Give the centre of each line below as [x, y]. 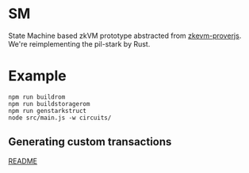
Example [37, 76]
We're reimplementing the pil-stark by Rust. [79, 43]
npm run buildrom [37, 97]
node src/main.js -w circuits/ [60, 118]
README [23, 161]
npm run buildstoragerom [49, 103]
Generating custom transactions [90, 142]
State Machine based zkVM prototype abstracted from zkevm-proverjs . [125, 36]
